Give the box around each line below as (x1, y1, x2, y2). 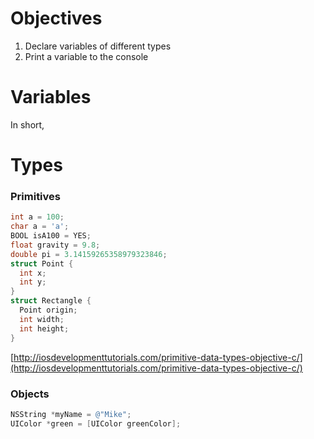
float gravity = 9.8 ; (10, 240, 101, 250)
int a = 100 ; (10, 212, 65, 222)
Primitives (10, 189, 61, 203)
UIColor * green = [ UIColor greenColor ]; (10, 418, 182, 429)
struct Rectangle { (10, 296, 92, 306)
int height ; (19, 323, 70, 334)
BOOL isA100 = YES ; (10, 231, 92, 241)
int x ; (19, 268, 47, 278)
